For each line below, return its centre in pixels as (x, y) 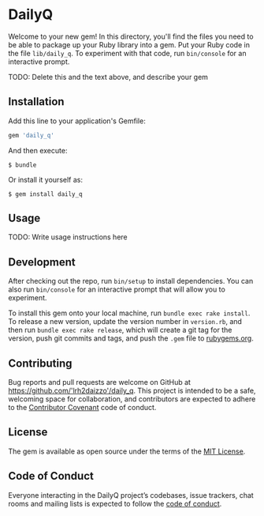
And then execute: (38, 150)
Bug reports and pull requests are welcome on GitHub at (100, 382)
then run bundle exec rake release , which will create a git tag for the (120, 330)
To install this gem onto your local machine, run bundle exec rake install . (129, 313)
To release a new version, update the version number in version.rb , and (125, 322)
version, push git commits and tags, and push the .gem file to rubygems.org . (131, 338)
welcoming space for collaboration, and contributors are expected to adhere (132, 399)
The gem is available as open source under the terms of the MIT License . (127, 451)
